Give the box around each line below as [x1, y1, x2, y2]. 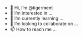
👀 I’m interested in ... [10, 10, 53, 16]
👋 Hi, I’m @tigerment [10, 5, 53, 10]
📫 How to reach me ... [10, 26, 57, 32]
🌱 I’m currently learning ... [10, 15, 64, 21]
